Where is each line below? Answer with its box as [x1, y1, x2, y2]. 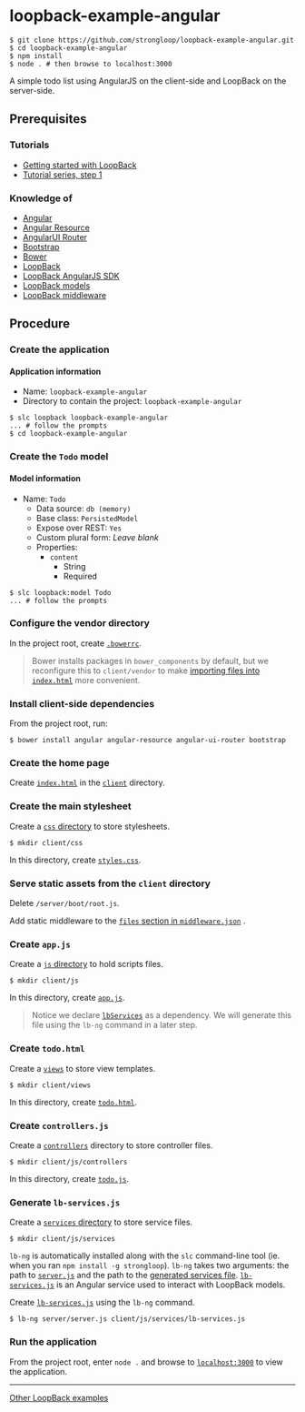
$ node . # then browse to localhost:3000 [9, 59, 172, 68]
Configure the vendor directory [9, 617, 150, 630]
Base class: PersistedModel [35, 512, 139, 523]
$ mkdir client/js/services [9, 1235, 116, 1244]
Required [63, 570, 98, 581]
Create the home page [9, 757, 110, 770]
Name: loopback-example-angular [22, 386, 148, 397]
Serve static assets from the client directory [9, 877, 212, 890]
